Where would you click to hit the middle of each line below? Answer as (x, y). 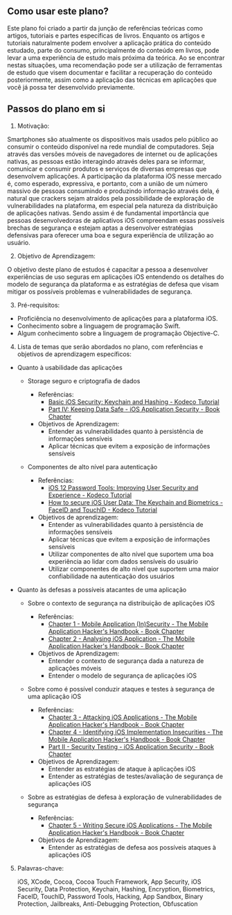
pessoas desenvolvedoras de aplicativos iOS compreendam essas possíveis (116, 220)
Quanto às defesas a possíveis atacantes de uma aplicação (102, 589)
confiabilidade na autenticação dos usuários (111, 576)
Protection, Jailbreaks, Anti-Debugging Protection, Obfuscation (107, 904)
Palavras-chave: (41, 868)
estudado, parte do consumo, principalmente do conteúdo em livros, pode (113, 50)
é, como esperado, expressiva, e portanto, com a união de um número (107, 183)
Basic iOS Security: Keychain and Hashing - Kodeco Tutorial (134, 401)
